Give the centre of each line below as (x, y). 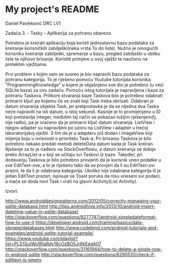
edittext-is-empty (23, 260)
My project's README (52, 9)
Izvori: (12, 191)
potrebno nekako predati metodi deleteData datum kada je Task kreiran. (80, 144)
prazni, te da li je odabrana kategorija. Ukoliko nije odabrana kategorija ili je (83, 171)
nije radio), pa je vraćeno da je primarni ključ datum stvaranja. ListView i (80, 122)
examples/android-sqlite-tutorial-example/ (49, 233)
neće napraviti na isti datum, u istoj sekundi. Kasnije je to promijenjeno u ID (83, 112)
